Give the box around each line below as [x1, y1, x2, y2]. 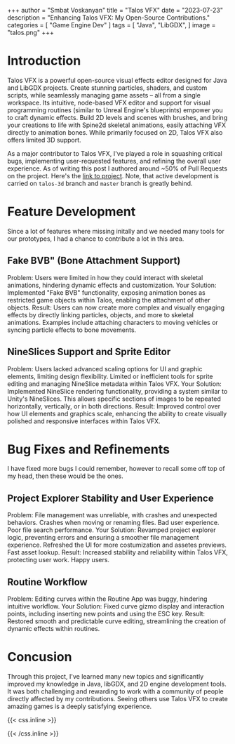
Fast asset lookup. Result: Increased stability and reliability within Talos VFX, [7, 548, 228, 557]
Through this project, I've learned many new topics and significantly [7, 672, 204, 680]
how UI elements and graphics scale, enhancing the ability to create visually [7, 409, 227, 418]
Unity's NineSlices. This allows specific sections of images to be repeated [7, 394, 221, 403]
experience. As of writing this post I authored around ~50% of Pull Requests [7, 164, 228, 173]
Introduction [7, 53, 81, 69]
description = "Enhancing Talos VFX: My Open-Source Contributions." [7, 13, 210, 22]
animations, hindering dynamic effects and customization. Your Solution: [7, 281, 217, 289]
